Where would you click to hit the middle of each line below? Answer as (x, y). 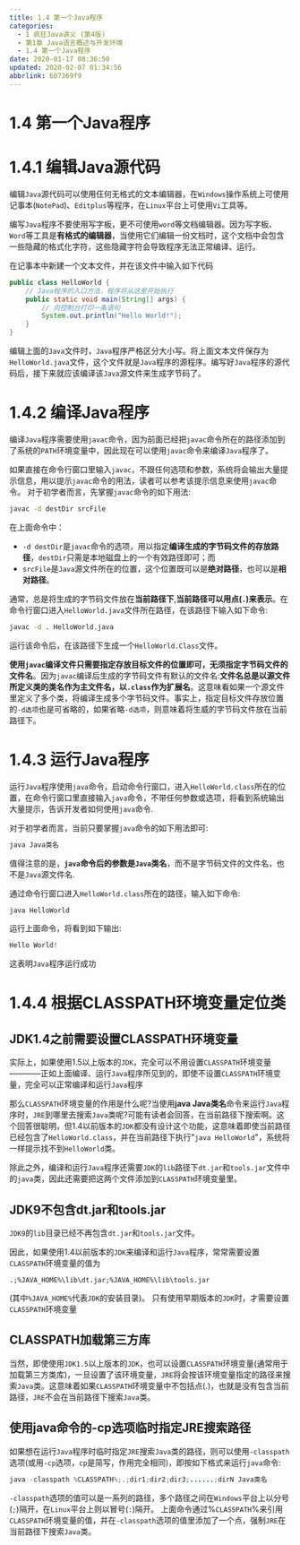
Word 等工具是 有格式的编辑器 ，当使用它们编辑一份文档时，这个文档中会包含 (147, 235)
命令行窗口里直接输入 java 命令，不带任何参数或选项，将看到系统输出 (159, 798)
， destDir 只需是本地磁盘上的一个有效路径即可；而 (123, 557)
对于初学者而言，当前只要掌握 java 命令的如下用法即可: (109, 828)
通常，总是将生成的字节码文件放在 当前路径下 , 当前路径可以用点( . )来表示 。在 (149, 599)
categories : (31, 26)
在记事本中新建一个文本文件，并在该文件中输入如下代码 (111, 265)
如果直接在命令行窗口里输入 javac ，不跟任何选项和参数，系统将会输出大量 (145, 469)
